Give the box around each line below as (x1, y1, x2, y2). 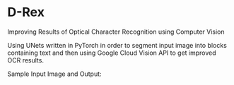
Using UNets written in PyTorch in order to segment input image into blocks (7, 41, 228, 49)
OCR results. (7, 55, 45, 64)
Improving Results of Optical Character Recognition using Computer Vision (7, 27, 225, 36)
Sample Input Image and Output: (7, 70, 102, 78)
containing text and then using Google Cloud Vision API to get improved (7, 48, 217, 57)
